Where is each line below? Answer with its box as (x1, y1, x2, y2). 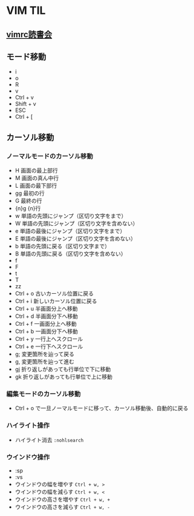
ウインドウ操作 (6, 452, 50, 461)
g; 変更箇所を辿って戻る (15, 351, 74, 358)
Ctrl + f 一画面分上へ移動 (15, 320, 77, 328)
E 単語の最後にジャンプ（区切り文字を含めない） (15, 235, 137, 242)
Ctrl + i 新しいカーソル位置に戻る (15, 297, 97, 305)
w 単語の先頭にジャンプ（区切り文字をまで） (15, 213, 127, 220)
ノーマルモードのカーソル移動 (6, 152, 94, 160)
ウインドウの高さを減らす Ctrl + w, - (15, 503, 111, 511)
